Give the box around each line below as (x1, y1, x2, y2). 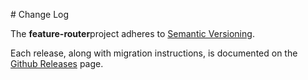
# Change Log (10, 9, 70, 20)
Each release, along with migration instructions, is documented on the (10, 47, 298, 59)
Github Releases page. (10, 58, 104, 69)
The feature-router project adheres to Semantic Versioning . (10, 28, 255, 39)
